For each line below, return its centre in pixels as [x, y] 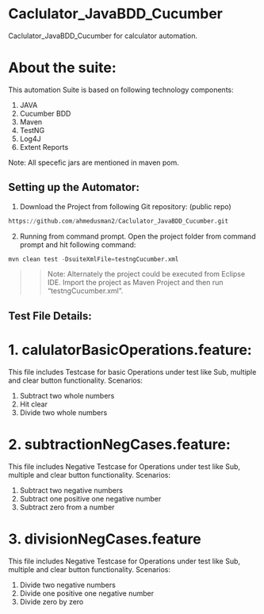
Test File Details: [50, 316]
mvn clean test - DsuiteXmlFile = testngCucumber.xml [94, 259]
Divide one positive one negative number [87, 593]
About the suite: [62, 68]
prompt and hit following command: [78, 244]
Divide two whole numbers [63, 412]
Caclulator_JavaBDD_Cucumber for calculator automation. [103, 36]
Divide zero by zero [52, 601]
